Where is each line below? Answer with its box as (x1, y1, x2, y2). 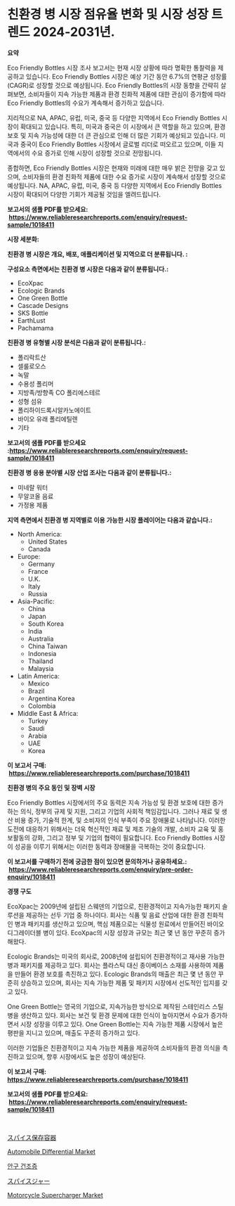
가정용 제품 (17, 501, 48, 509)
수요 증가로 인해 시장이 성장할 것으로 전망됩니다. (31, 148, 163, 157)
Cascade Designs (17, 301, 69, 309)
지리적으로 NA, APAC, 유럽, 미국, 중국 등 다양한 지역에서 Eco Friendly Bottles (7, 113, 220, 122)
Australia (27, 634, 54, 643)
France (27, 567, 49, 575)
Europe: (17, 552, 41, 560)
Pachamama (17, 323, 54, 332)
